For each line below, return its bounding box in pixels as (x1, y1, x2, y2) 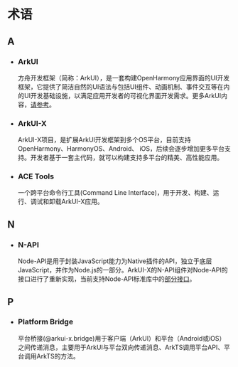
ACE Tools (17, 171, 55, 181)
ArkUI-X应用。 (61, 197, 104, 206)
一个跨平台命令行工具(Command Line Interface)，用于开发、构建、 (17, 188, 213, 197)
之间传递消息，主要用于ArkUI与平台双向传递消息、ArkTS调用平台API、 (17, 343, 225, 351)
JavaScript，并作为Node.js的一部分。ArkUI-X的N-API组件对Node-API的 (17, 266, 228, 275)
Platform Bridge (17, 317, 73, 327)
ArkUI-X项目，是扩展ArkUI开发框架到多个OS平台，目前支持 (17, 136, 192, 144)
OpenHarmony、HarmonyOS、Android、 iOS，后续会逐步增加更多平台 (17, 144, 225, 153)
